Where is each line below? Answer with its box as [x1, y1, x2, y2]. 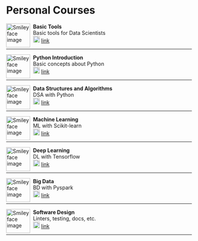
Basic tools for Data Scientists [32, 29, 106, 36]
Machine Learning [32, 115, 78, 123]
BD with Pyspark [32, 184, 74, 191]
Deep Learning [32, 147, 70, 154]
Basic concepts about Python [32, 60, 104, 67]
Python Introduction [32, 54, 84, 61]
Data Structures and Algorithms [32, 85, 113, 92]
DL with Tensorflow [32, 153, 81, 160]
